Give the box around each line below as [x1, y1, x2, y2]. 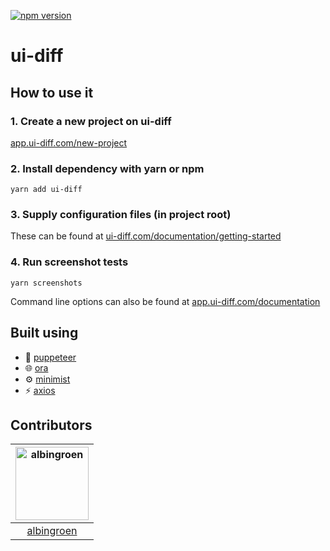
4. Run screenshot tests [10, 255, 129, 269]
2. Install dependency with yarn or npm [10, 161, 205, 175]
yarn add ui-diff [10, 185, 83, 195]
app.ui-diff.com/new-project [10, 136, 128, 149]
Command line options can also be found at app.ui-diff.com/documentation [10, 295, 321, 307]
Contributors [10, 416, 93, 434]
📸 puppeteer [24, 351, 77, 363]
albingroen [26, 524, 78, 538]
